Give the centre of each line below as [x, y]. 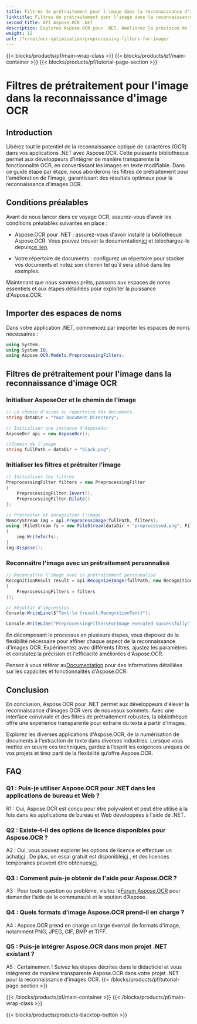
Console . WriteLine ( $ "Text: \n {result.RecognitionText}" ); [78, 613]
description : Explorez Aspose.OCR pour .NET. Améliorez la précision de [97, 28]
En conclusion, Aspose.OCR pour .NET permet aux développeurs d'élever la [98, 704]
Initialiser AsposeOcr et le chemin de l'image [71, 400]
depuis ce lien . [31, 247]
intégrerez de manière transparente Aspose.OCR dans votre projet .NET [93, 973]
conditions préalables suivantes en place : [57, 223]
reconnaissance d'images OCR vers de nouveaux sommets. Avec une [90, 710]
